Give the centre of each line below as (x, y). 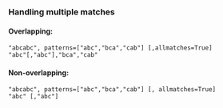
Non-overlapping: (39, 72)
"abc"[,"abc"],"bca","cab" (53, 55)
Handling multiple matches (62, 12)
